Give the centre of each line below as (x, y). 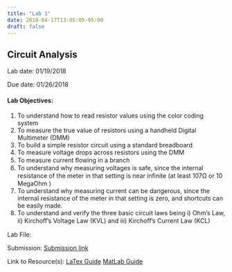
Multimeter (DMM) (44, 138)
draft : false (26, 26)
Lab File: (19, 235)
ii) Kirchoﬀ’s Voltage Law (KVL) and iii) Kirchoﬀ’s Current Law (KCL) (114, 221)
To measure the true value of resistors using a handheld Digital (107, 130)
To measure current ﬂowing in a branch (73, 161)
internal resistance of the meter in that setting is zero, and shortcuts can (120, 199)
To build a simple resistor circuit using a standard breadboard (105, 145)
